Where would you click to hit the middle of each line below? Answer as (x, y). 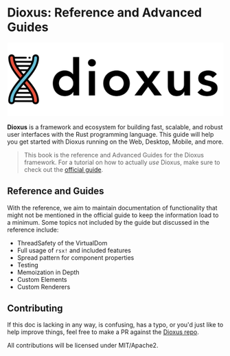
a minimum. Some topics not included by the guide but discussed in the (108, 222)
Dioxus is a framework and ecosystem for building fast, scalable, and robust (115, 127)
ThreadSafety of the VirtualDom (62, 243)
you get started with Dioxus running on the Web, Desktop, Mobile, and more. (115, 142)
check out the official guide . (64, 169)
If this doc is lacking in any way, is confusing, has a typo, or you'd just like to (115, 325)
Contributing (35, 308)
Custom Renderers (44, 287)
